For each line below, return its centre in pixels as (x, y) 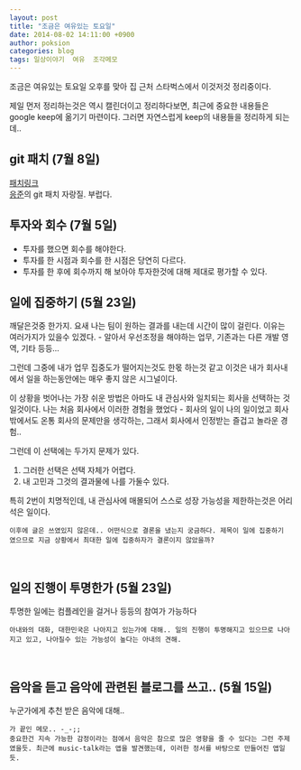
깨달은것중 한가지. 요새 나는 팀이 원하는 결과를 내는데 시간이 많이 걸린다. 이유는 (147, 326)
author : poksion (40, 43)
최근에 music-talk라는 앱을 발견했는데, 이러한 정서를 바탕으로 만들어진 (152, 749)
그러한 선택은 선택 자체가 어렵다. (79, 470)
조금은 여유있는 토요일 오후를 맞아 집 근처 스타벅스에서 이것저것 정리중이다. (141, 86)
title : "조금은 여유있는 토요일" (63, 26)
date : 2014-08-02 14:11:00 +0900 (72, 34)
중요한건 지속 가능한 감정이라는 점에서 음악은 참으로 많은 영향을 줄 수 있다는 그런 (141, 739)
